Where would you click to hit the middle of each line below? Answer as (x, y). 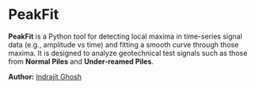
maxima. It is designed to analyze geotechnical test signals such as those (128, 53)
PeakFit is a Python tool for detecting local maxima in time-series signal (126, 36)
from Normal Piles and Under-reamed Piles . (81, 61)
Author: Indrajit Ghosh (45, 76)
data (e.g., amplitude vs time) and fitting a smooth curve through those (124, 44)
